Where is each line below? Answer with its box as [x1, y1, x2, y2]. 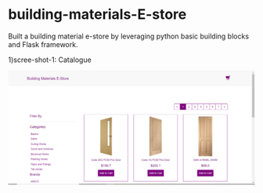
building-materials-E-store [8, 5, 187, 24]
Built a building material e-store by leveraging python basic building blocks [8, 31, 249, 41]
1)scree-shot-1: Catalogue [8, 55, 92, 64]
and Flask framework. [8, 39, 78, 49]
